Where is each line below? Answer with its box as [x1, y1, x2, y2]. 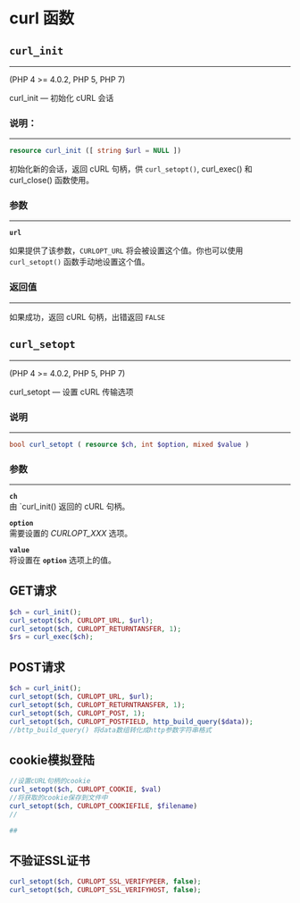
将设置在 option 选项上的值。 [9, 555, 116, 566]
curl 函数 [9, 8, 74, 29]
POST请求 [9, 659, 65, 675]
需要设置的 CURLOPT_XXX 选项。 [9, 528, 132, 539]
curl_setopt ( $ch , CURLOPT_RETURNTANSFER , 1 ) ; [9, 624, 181, 633]
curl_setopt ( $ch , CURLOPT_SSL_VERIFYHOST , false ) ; [9, 886, 202, 895]
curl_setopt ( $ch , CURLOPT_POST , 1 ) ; [9, 708, 146, 718]
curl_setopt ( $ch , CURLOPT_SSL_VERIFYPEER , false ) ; [9, 877, 202, 886]
